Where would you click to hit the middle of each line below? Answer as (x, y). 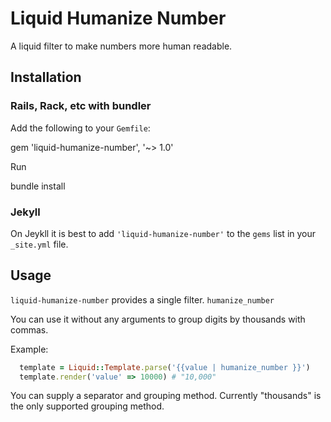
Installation (46, 77)
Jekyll (25, 212)
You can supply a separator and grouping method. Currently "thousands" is (166, 396)
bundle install (38, 186)
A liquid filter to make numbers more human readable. (121, 46)
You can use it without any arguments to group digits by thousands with (158, 319)
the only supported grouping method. (87, 406)
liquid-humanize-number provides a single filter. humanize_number (142, 299)
